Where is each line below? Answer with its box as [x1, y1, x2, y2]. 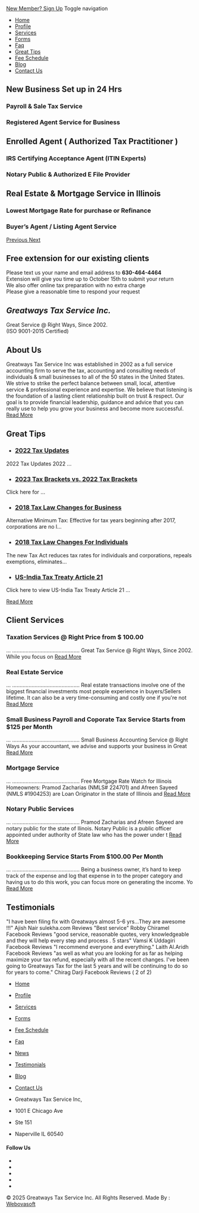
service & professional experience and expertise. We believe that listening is [6, 386, 193, 393]
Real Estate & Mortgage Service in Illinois [6, 188, 162, 199]
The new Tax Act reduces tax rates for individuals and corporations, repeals [6, 551, 192, 559]
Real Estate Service [6, 668, 64, 676]
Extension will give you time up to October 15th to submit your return [6, 275, 174, 283]
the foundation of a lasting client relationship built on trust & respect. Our [6, 392, 184, 399]
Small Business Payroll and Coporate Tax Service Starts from [6, 715, 186, 724]
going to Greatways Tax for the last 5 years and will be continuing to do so [6, 962, 188, 969]
